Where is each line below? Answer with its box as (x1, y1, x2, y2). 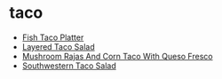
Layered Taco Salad (21, 41, 95, 51)
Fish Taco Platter (21, 32, 84, 43)
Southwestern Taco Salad (21, 60, 117, 71)
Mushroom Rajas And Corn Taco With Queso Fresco (21, 51, 213, 61)
